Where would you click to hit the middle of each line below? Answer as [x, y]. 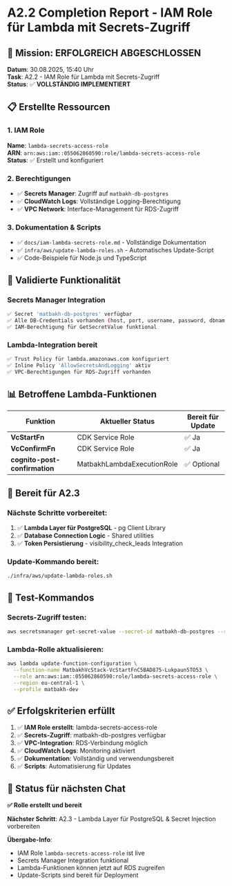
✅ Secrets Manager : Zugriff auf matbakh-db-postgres [93, 193]
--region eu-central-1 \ [49, 683]
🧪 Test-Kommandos [51, 597]
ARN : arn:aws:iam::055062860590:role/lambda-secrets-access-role [104, 153]
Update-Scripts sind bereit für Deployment [78, 875]
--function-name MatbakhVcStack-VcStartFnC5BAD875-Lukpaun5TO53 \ [111, 670]
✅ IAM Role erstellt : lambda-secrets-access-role [87, 728]
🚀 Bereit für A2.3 [44, 493]
